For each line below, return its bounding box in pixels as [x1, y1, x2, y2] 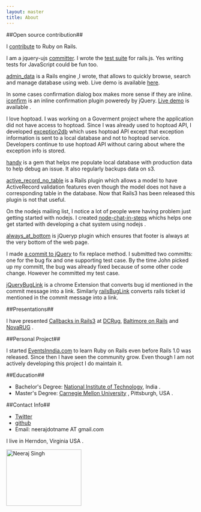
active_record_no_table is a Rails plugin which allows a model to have [6, 176, 178, 184]
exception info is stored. [6, 147, 66, 154]
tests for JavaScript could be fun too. [6, 61, 98, 68]
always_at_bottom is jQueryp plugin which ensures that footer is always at [6, 232, 189, 239]
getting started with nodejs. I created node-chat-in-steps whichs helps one [6, 214, 192, 221]
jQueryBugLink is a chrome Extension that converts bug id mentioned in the [6, 281, 193, 288]
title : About [6, 14, 39, 20]
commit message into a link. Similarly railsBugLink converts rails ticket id [6, 287, 185, 295]
